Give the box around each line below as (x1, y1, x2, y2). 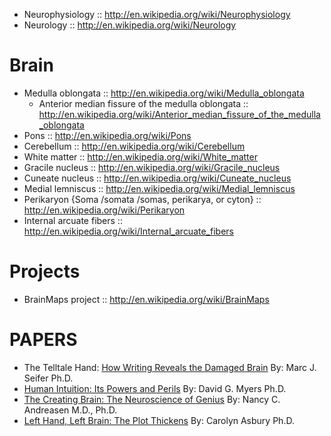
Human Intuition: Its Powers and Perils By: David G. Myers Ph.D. (23, 382, 287, 394)
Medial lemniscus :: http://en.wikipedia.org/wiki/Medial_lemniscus (23, 182, 296, 194)
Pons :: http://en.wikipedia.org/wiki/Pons (23, 129, 192, 141)
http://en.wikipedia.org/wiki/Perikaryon (23, 204, 186, 216)
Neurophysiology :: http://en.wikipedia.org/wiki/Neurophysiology (23, 9, 291, 20)
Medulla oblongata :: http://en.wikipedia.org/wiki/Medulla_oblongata (23, 87, 305, 99)
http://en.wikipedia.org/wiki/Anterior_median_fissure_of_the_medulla (38, 108, 321, 120)
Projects (9, 260, 81, 283)
